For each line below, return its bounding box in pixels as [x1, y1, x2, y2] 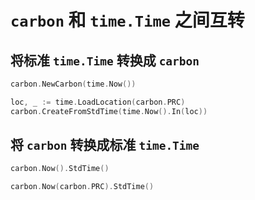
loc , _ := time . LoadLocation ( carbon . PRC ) [10, 97, 186, 107]
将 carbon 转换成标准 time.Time [10, 137, 200, 154]
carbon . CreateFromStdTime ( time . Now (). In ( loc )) [10, 106, 208, 116]
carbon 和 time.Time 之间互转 [10, 9, 245, 32]
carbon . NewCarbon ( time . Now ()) [10, 79, 137, 89]
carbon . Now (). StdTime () [10, 164, 110, 174]
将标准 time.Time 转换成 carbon [10, 52, 200, 69]
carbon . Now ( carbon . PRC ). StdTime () [10, 182, 155, 192]
